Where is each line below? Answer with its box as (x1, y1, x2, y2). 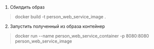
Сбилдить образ (9, 4, 45, 10)
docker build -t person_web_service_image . (14, 14, 106, 19)
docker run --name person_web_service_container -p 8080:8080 (14, 33, 150, 39)
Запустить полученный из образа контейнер (9, 23, 105, 29)
